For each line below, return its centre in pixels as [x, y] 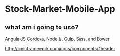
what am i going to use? [42, 27]
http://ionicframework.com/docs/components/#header [60, 48]
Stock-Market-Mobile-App [60, 9]
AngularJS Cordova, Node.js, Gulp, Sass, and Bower [57, 39]
